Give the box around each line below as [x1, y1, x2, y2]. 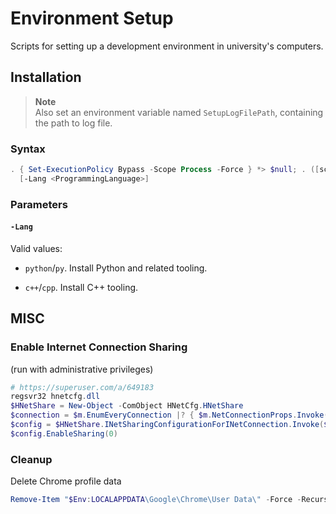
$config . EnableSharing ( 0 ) [10, 428, 118, 439]
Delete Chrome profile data [10, 475, 122, 487]
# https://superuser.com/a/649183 [10, 382, 155, 392]
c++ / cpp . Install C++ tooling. [24, 281, 139, 293]
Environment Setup [10, 7, 174, 30]
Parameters [10, 197, 68, 211]
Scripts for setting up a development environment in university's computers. [10, 40, 324, 52]
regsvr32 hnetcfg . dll [10, 392, 101, 402]
